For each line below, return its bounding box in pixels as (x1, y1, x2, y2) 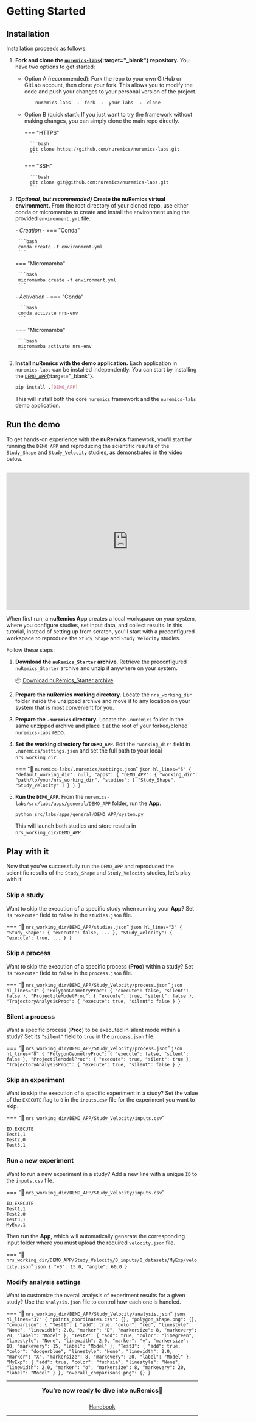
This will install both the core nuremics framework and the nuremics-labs (15, 395, 196, 402)
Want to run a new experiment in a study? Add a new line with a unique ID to (6, 1170, 198, 1177)
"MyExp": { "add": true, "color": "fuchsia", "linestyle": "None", (6, 1359, 181, 1365)
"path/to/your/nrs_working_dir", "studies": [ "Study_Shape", (15, 777, 176, 783)
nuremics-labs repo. (15, 728, 66, 736)
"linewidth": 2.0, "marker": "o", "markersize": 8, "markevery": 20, (6, 1365, 187, 1371)
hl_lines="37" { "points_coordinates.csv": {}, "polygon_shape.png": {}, (6, 1316, 198, 1323)
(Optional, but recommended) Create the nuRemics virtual (15, 195, 165, 203)
